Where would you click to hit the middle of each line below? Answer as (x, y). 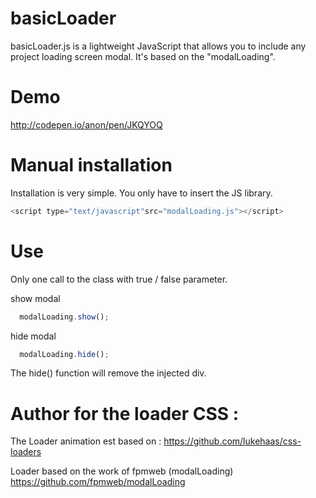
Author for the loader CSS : (125, 413)
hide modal (33, 336)
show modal (35, 298)
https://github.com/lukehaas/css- (232, 441)
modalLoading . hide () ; (64, 354)
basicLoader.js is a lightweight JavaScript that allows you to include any (158, 46)
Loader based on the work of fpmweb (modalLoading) (122, 471)
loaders (26, 452)
